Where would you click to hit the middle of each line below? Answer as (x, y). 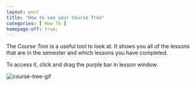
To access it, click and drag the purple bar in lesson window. (82, 65)
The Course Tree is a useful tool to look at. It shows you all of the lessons (98, 46)
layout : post (23, 12)
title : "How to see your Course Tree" (55, 18)
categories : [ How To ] (37, 23)
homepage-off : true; (33, 29)
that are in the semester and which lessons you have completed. (87, 53)
